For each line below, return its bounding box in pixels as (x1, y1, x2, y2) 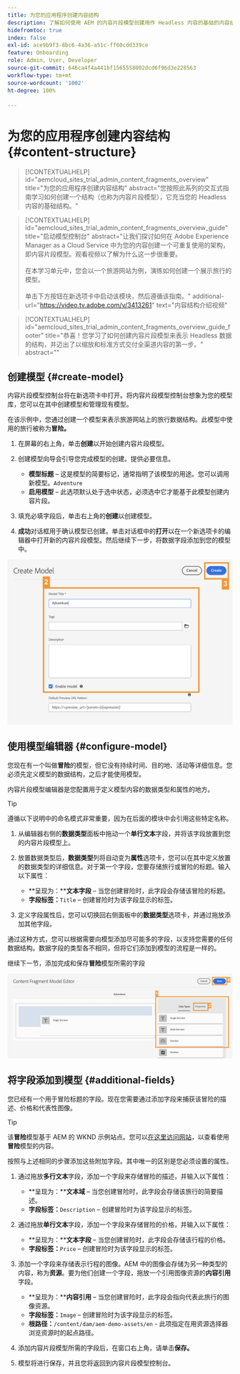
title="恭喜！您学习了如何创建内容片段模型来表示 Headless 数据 (45, 331, 232, 340)
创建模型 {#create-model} (7, 370, 124, 382)
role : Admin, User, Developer (7, 57, 98, 64)
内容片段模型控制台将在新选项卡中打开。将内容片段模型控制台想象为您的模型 (7, 391, 233, 400)
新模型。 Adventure (28, 479, 84, 487)
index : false (7, 34, 46, 41)
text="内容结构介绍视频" (156, 301, 228, 310)
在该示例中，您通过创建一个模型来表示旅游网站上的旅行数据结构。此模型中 (7, 415, 226, 423)
